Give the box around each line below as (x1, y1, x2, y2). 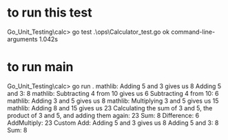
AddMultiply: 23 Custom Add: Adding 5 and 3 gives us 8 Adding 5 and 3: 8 (7, 119, 219, 127)
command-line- (171, 28, 216, 36)
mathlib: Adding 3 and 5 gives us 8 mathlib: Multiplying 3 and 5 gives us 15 (7, 97, 219, 105)
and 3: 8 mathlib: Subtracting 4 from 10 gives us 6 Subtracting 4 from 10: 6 (7, 89, 219, 97)
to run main (7, 59, 74, 75)
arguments (7, 34, 38, 43)
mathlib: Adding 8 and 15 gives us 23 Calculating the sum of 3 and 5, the (7, 103, 213, 112)
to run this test (7, 5, 92, 21)
